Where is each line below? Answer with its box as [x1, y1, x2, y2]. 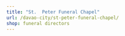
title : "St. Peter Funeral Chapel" [6, 9, 100, 15]
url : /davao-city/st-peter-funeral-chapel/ [6, 15, 119, 21]
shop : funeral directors [6, 20, 70, 26]
